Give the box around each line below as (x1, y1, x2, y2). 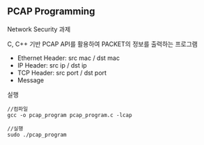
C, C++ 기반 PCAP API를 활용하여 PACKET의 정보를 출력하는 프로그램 (7, 40, 198, 48)
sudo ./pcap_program (7, 131, 68, 138)
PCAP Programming (7, 6, 95, 17)
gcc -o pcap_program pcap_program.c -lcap (7, 112, 132, 119)
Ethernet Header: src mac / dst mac (17, 54, 120, 62)
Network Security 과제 (7, 24, 71, 33)
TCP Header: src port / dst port (17, 68, 107, 77)
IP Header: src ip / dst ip (17, 61, 87, 69)
